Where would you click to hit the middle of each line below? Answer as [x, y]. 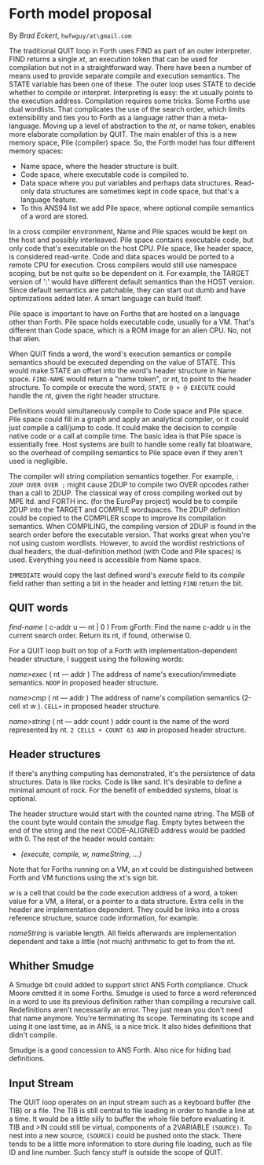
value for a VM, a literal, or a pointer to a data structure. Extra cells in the [126, 901]
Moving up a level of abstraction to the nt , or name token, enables [149, 126]
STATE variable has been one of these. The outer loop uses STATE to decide [132, 84]
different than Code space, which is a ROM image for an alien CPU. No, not [130, 330]
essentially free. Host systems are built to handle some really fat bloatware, [131, 444]
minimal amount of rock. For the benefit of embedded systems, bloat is [124, 790]
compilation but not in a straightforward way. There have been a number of [130, 67]
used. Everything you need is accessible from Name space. [105, 560]
